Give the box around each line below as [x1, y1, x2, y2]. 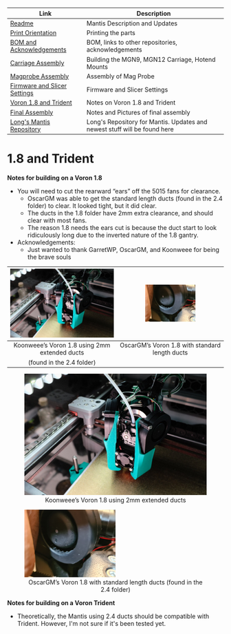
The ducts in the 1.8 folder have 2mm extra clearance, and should [27, 209, 213, 218]
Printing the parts [86, 29, 136, 36]
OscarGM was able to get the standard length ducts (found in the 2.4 [27, 194, 223, 203]
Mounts [86, 63, 109, 71]
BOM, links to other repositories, [86, 39, 177, 47]
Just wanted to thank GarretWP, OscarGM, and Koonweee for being [27, 246, 220, 254]
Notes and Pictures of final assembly [86, 108, 190, 116]
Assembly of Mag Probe [86, 72, 155, 80]
